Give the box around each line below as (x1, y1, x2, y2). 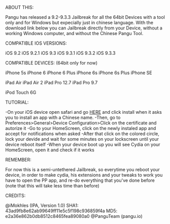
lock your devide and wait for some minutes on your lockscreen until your (5, 136, 159, 142)
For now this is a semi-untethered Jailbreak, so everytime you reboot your (5, 167, 160, 172)
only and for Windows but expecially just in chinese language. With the (5, 20, 154, 25)
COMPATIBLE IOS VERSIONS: (5, 40, 67, 46)
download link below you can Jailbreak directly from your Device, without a (5, 25, 162, 31)
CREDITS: (5, 193, 26, 199)
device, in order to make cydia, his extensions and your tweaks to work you (5, 172, 163, 178)
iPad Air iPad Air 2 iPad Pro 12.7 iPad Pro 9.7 (5, 80, 98, 85)
